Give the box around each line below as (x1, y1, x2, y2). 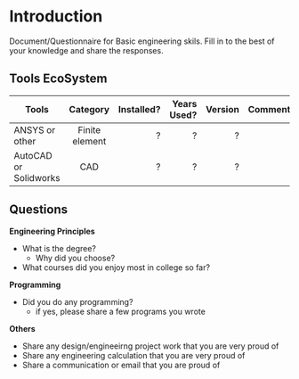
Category (69, 103, 109, 115)
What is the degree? (21, 243, 96, 253)
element (72, 135, 107, 147)
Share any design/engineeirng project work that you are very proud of (21, 341, 279, 351)
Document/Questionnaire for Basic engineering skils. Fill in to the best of (9, 36, 275, 46)
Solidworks (13, 171, 61, 184)
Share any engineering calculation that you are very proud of (21, 350, 246, 360)
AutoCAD (13, 149, 53, 161)
